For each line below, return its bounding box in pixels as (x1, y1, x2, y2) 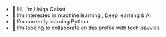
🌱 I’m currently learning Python (11, 18, 89, 25)
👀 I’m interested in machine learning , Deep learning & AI (11, 12, 152, 19)
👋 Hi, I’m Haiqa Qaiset (11, 6, 66, 12)
